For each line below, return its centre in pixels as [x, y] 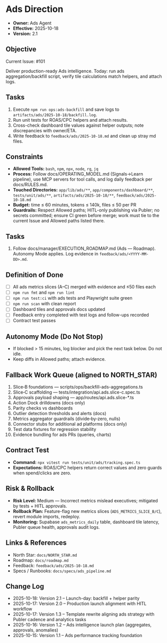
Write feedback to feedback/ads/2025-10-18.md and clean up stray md [84, 136]
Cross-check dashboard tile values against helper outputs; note [78, 125]
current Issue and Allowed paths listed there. [59, 221]
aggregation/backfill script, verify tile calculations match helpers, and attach [84, 76]
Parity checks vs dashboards [43, 408]
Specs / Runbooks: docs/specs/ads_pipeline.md [62, 571]
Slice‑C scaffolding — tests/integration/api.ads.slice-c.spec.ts [77, 392]
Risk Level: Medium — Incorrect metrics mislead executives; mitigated [85, 500]
